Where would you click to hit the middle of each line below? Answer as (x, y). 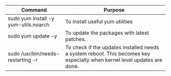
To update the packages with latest (107, 33)
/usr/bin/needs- (40, 54)
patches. (76, 39)
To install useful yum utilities (99, 21)
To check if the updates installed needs (112, 47)
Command (34, 10)
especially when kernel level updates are (114, 60)
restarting (20, 60)
